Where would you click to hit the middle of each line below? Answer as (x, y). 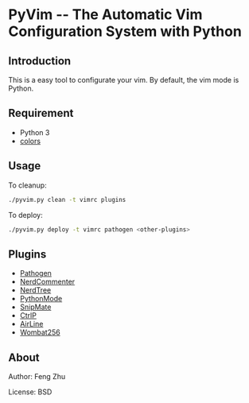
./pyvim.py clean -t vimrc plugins (67, 200)
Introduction (40, 61)
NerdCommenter (47, 282)
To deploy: (25, 215)
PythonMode (41, 299)
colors (30, 141)
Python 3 (35, 132)
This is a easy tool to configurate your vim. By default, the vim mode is (124, 80)
